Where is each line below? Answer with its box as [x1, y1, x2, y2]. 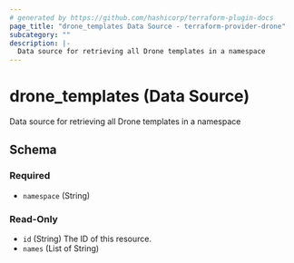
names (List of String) [22, 243, 100, 254]
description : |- [9, 38, 71, 48]
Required [9, 170, 51, 182]
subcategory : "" [9, 30, 71, 39]
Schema [9, 142, 57, 158]
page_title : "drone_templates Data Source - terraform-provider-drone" [9, 22, 286, 31]
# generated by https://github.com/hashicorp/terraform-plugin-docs [9, 13, 274, 23]
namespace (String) [22, 190, 91, 200]
